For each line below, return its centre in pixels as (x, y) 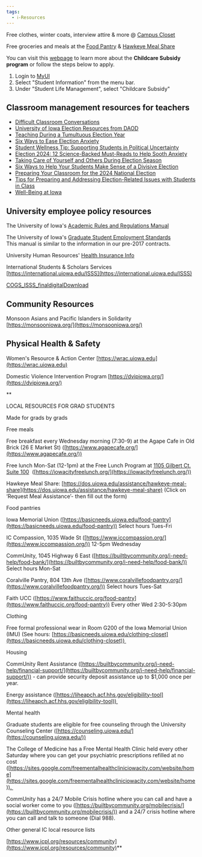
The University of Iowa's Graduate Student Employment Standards (89, 238)
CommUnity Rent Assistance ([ (44, 664)
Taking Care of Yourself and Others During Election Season (88, 161)
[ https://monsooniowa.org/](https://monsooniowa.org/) (75, 325)
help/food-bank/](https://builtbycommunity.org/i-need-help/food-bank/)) (97, 562)
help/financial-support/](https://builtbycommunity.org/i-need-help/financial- (101, 670)
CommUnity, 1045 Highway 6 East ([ (51, 555)
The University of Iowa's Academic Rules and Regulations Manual (88, 226)
